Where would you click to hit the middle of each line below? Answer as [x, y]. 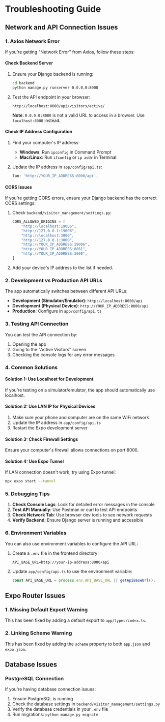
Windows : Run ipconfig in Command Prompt [65, 152]
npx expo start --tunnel [30, 481]
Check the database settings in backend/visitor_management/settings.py [86, 704]
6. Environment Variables [36, 533]
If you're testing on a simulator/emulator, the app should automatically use [80, 390]
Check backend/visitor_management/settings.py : [62, 213]
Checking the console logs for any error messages [63, 355]
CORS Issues [19, 187]
